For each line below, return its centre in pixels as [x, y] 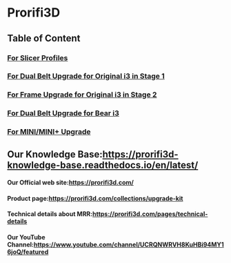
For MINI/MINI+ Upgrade [49, 132]
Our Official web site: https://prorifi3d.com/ [71, 183]
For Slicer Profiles [38, 58]
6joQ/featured [28, 252]
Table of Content [44, 38]
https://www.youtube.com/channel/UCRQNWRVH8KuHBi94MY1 [129, 244]
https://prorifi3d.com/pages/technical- [150, 214]
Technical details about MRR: [50, 214]
